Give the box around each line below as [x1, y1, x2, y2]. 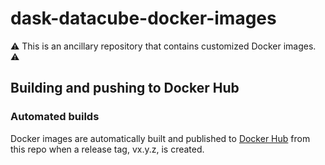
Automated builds [10, 110, 100, 124]
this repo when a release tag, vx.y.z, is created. [10, 143, 205, 155]
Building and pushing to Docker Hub [10, 80, 240, 97]
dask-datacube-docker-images [10, 7, 277, 30]
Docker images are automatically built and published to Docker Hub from [10, 132, 311, 144]
